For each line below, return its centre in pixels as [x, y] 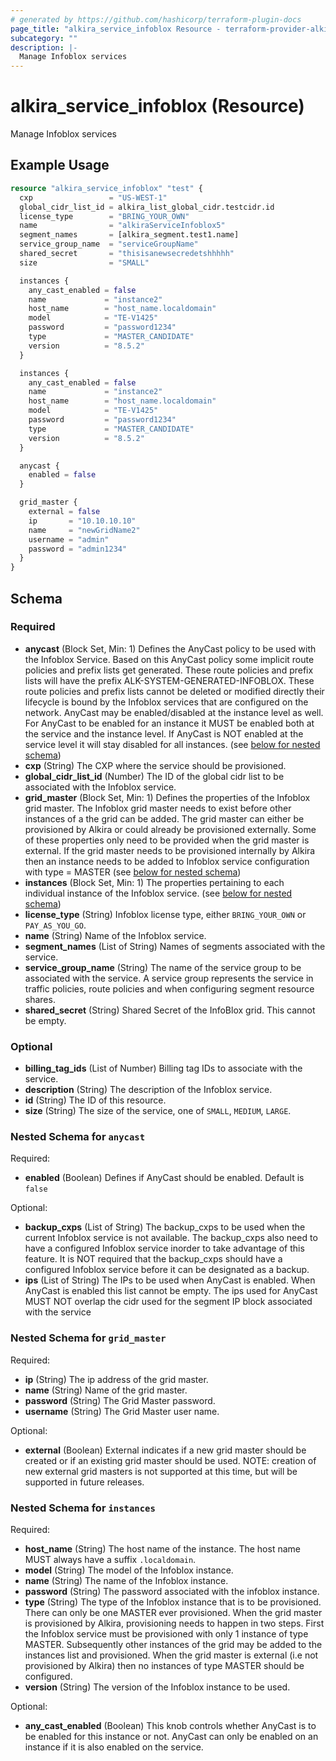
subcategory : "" [44, 38]
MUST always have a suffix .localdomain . [110, 1559]
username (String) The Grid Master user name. [122, 1411]
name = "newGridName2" [84, 530]
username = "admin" [69, 539]
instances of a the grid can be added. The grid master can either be [164, 818]
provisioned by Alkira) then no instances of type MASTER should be [164, 1665]
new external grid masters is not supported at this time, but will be [161, 1471]
